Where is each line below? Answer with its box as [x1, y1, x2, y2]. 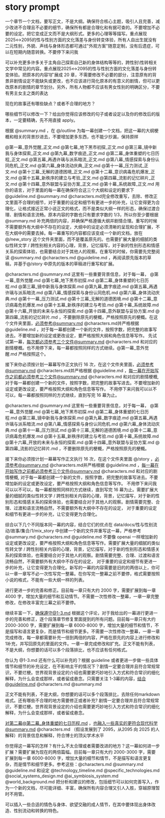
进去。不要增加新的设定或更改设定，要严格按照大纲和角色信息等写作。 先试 [5, 332, 157, 338]
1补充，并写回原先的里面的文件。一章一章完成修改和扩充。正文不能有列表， [5, 640, 158, 647]
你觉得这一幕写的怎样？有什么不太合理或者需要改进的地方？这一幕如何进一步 [5, 743, 160, 749]
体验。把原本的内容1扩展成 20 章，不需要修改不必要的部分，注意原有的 [9, 72, 152, 78]
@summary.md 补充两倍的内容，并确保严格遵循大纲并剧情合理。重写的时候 [5, 218, 158, 223]
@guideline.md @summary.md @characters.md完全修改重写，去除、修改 [5, 193, 154, 199]
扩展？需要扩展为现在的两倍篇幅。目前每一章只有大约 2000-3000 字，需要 [5, 749, 156, 755]
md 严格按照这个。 [10, 351, 49, 357]
